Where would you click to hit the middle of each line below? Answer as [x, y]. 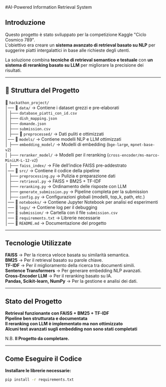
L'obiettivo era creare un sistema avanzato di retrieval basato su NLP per [80, 45]
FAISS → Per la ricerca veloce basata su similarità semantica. [67, 255]
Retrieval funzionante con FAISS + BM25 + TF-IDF [57, 313]
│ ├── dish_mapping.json [31, 118]
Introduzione [25, 22]
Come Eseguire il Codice [44, 359]
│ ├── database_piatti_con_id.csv [41, 113]
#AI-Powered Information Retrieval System [49, 7]
